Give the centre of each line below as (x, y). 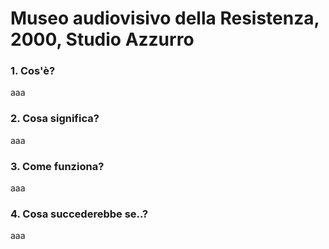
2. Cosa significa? (55, 119)
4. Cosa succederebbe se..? (79, 214)
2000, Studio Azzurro (102, 39)
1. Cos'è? (33, 71)
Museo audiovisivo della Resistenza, (165, 18)
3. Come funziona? (57, 166)
